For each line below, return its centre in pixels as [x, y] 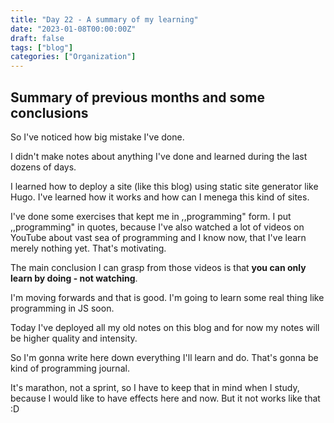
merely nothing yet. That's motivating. [88, 248]
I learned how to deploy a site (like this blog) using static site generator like [164, 186]
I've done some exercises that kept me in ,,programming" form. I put [151, 216]
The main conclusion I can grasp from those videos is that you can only [158, 267]
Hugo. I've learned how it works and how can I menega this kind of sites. [160, 197]
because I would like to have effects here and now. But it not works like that [165, 398]
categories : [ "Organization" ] [73, 57]
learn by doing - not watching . [74, 278]
